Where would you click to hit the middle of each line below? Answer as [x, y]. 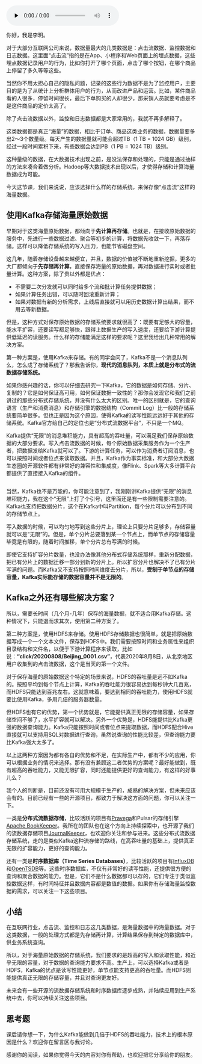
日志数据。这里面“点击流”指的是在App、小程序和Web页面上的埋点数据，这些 [101, 55]
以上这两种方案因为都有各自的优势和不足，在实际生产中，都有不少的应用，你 [101, 755]
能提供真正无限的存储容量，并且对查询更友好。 [64, 978]
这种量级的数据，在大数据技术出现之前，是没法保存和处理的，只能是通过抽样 [101, 159]
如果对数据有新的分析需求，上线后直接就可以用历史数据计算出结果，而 [102, 302]
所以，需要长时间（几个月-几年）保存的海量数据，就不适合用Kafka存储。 [96, 613]
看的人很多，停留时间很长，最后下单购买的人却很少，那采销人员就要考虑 [96, 98]
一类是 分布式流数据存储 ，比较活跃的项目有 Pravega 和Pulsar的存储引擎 [93, 818]
